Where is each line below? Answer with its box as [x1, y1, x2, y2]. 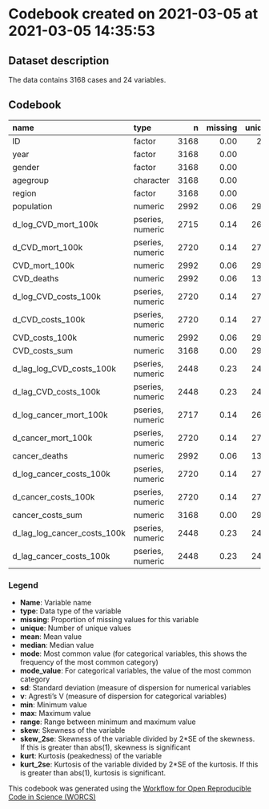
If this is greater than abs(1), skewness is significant [19, 742, 191, 752]
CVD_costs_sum [12, 345, 74, 356]
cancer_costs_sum [12, 509, 82, 520]
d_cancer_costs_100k [12, 491, 95, 502]
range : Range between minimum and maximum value [19, 717, 196, 726]
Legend [8, 579, 38, 590]
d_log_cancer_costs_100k [12, 468, 110, 479]
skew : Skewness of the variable [19, 726, 126, 735]
